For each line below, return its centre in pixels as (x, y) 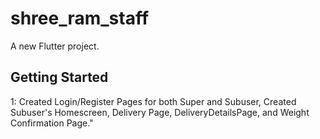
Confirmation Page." (52, 123)
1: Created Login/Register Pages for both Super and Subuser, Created (153, 101)
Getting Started (59, 77)
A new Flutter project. (55, 46)
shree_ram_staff (80, 18)
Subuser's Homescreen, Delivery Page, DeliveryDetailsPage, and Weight (160, 112)
